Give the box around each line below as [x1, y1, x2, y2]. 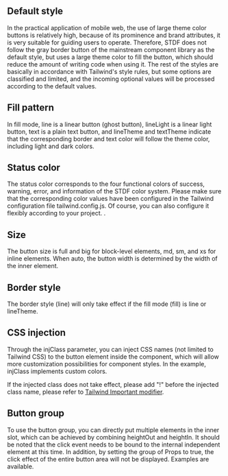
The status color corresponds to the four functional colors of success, [7, 180, 205, 188]
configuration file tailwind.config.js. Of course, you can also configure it [7, 202, 210, 210]
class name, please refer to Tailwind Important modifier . [7, 388, 164, 396]
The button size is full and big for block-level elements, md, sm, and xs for [7, 247, 216, 256]
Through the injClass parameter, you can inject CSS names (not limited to [7, 345, 214, 353]
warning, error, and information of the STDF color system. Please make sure [7, 187, 222, 195]
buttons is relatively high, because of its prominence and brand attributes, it [7, 31, 220, 39]
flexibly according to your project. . [7, 209, 106, 217]
